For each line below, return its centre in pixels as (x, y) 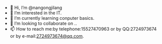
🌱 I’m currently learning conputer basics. (52, 18)
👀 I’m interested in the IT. (36, 13)
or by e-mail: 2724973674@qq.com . (47, 36)
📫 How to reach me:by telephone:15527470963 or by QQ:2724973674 (83, 29)
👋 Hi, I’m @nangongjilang (36, 8)
